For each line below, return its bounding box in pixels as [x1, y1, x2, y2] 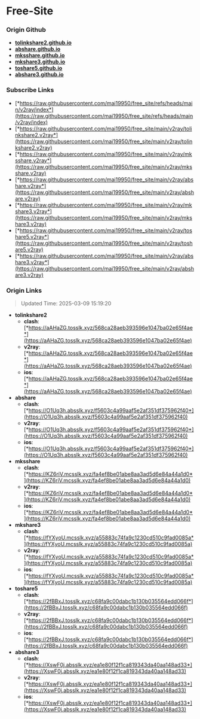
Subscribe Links [6, 86, 54, 94]
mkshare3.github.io [14, 58, 66, 65]
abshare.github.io [14, 45, 61, 53]
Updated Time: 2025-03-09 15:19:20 [20, 300, 112, 307]
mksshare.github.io [14, 52, 65, 59]
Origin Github [6, 26, 47, 34]
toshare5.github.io [14, 65, 63, 72]
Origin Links [6, 286, 42, 295]
